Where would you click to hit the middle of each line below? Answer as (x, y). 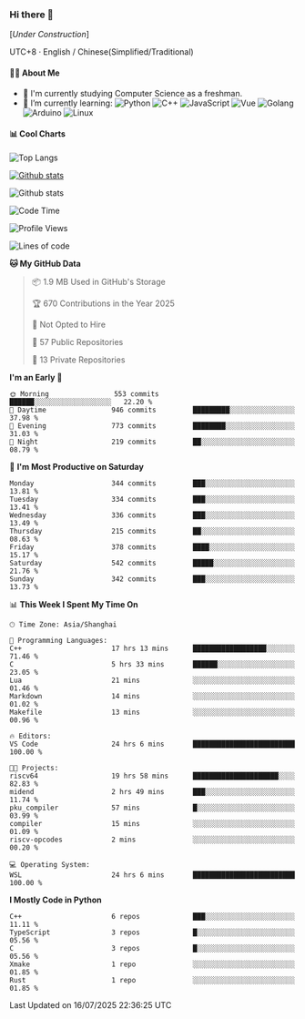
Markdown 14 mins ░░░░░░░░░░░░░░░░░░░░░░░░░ (152, 696)
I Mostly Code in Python (56, 900)
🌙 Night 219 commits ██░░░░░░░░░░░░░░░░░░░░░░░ (152, 442)
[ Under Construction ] (49, 35)
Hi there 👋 (32, 15)
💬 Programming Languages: (58, 640)
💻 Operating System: (50, 864)
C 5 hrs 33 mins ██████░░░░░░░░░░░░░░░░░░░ (152, 664)
